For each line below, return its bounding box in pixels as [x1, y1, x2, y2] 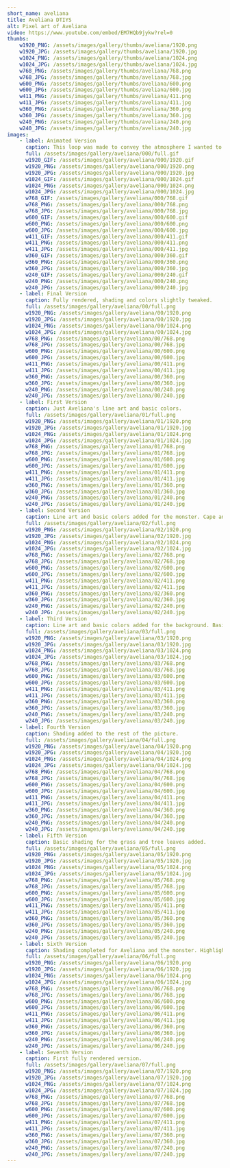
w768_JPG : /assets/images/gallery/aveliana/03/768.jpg [25, 666, 186, 673]
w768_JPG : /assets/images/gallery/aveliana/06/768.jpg [25, 991, 186, 998]
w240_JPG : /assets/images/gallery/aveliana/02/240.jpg [25, 609, 186, 616]
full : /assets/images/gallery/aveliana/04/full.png [25, 736, 176, 744]
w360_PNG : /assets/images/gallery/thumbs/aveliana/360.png [19, 106, 192, 112]
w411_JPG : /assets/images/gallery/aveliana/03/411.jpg [25, 692, 186, 699]
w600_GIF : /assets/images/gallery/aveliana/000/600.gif [25, 214, 188, 221]
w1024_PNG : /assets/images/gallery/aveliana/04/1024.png [25, 755, 192, 763]
